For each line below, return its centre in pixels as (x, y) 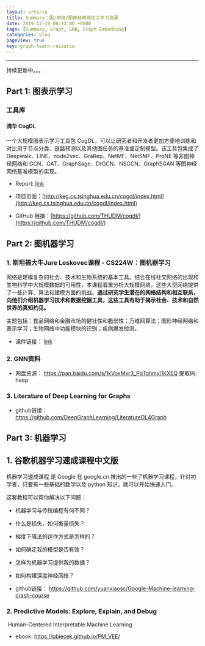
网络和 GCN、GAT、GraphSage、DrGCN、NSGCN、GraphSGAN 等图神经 (104, 164)
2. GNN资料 (23, 359)
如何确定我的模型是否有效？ (50, 549)
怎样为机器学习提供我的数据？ (52, 562)
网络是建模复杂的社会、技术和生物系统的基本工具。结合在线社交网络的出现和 (103, 277)
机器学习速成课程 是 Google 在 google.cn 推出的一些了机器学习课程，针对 (99, 476)
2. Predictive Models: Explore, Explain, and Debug (82, 611)
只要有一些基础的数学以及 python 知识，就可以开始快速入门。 (99, 484)
